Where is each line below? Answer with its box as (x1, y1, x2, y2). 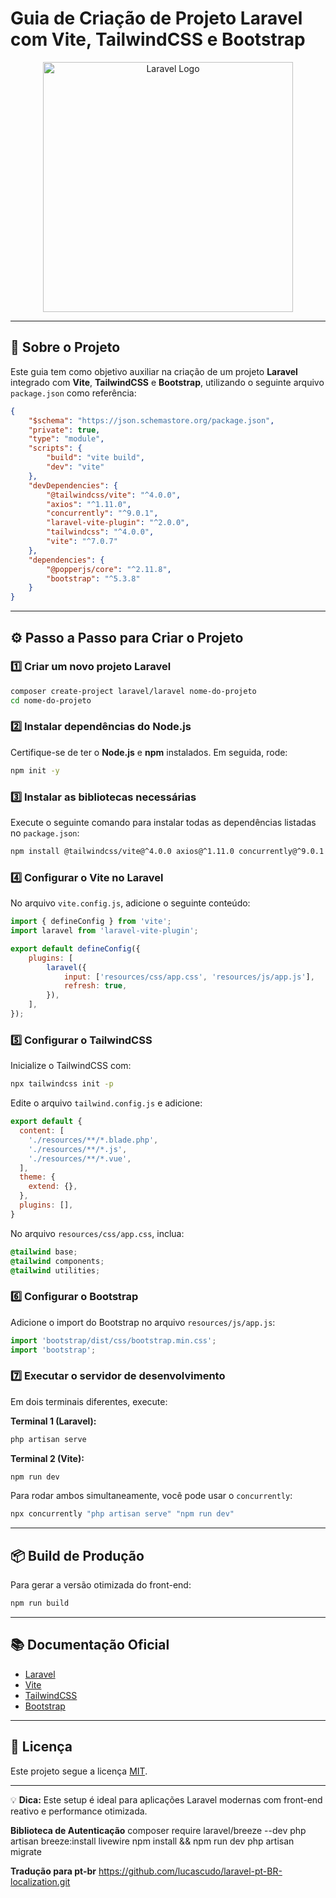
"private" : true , (28, 425, 101, 435)
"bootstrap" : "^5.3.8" (46, 573, 141, 584)
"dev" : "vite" (46, 462, 105, 472)
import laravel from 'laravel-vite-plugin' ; (10, 926, 199, 936)
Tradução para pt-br (10, 1865, 97, 1877)
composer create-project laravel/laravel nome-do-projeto (10, 686, 257, 696)
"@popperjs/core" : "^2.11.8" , (46, 564, 172, 574)
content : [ (19, 1126, 65, 1136)
